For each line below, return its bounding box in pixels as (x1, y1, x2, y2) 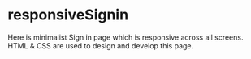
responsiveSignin (7, 6, 129, 24)
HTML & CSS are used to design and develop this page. (7, 40, 194, 50)
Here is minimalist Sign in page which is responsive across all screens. (7, 32, 244, 42)
